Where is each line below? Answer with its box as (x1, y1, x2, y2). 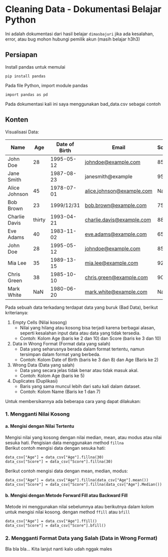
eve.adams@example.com (84, 231, 147, 238)
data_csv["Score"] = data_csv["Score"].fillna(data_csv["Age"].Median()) (5, 482, 162, 487)
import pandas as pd (5, 92, 48, 97)
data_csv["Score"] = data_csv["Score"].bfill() (5, 523, 106, 528)
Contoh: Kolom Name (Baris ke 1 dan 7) (19, 389, 101, 395)
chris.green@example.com (84, 274, 148, 281)
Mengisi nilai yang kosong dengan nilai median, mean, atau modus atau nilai (5, 434, 162, 440)
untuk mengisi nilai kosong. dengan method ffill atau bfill (5, 509, 130, 515)
